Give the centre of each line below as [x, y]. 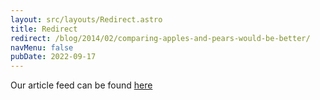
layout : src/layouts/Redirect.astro [86, 19]
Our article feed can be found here [81, 85]
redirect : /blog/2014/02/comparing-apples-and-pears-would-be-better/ [160, 38]
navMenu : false [42, 47]
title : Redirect [44, 29]
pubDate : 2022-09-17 [53, 57]
